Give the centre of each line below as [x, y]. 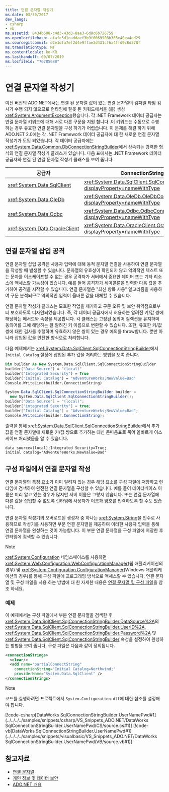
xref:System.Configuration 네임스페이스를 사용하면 [56, 557]
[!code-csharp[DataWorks [32, 715]
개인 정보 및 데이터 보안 [35, 778]
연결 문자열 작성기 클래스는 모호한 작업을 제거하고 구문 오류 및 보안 [70, 306]
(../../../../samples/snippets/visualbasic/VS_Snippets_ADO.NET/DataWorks [81, 736]
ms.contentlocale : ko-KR [31, 52]
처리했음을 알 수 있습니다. [44, 438]
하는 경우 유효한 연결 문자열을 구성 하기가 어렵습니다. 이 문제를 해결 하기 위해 [80, 128]
